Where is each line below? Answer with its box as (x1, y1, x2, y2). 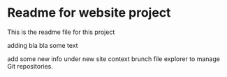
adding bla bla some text (7, 41, 78, 49)
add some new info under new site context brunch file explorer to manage (7, 54, 220, 63)
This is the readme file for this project (7, 28, 115, 36)
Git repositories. (7, 62, 54, 70)
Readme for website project (7, 5, 171, 21)
